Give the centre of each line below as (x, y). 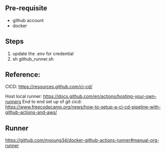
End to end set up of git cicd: (52, 102)
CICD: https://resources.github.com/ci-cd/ (49, 87)
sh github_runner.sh (33, 59)
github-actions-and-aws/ (31, 112)
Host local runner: (24, 96)
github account (28, 20)
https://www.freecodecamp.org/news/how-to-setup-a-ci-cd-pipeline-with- (83, 107)
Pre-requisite (26, 8)
